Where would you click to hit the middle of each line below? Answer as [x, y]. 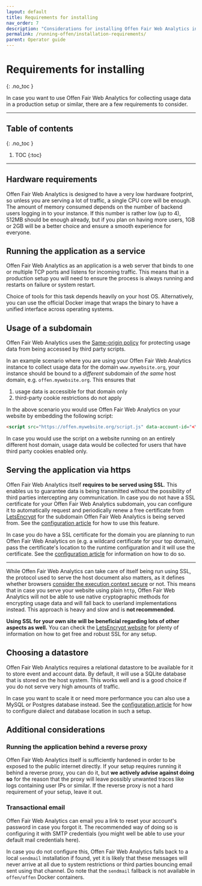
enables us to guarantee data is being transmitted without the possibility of [99, 491]
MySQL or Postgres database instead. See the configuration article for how [99, 704]
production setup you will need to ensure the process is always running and [100, 278]
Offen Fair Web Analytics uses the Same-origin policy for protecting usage [98, 343]
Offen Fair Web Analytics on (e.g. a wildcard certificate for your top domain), [101, 541]
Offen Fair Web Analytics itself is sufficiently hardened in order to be [91, 760]
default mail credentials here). [43, 840]
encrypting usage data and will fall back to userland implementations [92, 603]
